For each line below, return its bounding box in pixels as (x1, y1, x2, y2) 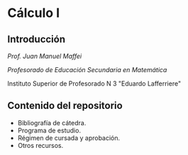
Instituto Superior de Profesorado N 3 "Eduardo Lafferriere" (7, 79, 182, 88)
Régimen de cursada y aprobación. (17, 133, 121, 142)
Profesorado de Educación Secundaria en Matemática (7, 66, 167, 74)
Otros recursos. (17, 141, 64, 149)
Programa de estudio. (17, 126, 82, 134)
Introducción (7, 33, 66, 45)
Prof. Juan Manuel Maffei (7, 52, 82, 60)
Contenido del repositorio (7, 100, 123, 112)
